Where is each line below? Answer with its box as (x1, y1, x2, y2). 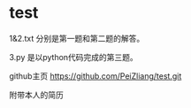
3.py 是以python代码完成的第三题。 (9, 51, 139, 62)
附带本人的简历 (9, 89, 64, 100)
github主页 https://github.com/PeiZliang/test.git (9, 70, 182, 81)
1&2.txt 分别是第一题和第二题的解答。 (9, 33, 145, 43)
